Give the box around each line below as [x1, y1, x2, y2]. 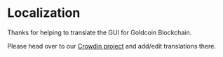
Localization [7, 5, 81, 21]
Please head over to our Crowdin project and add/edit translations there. [7, 42, 216, 50]
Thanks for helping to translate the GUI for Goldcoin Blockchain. [7, 28, 192, 37]
